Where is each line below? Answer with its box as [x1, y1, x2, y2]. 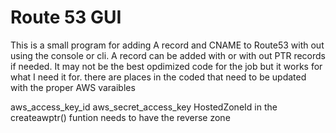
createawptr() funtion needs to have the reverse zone [10, 111, 231, 123]
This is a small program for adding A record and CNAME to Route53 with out [10, 39, 325, 51]
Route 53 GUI [10, 6, 122, 29]
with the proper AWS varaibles [10, 81, 136, 93]
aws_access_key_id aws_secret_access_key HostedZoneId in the [10, 101, 278, 113]
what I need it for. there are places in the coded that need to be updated [10, 71, 307, 83]
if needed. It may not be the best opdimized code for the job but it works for [10, 60, 323, 72]
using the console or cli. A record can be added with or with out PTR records [10, 49, 326, 61]
